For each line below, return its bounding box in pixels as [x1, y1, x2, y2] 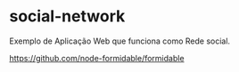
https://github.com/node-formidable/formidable [9, 52, 185, 63]
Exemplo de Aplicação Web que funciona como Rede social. [9, 36, 230, 46]
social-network [9, 6, 126, 27]
